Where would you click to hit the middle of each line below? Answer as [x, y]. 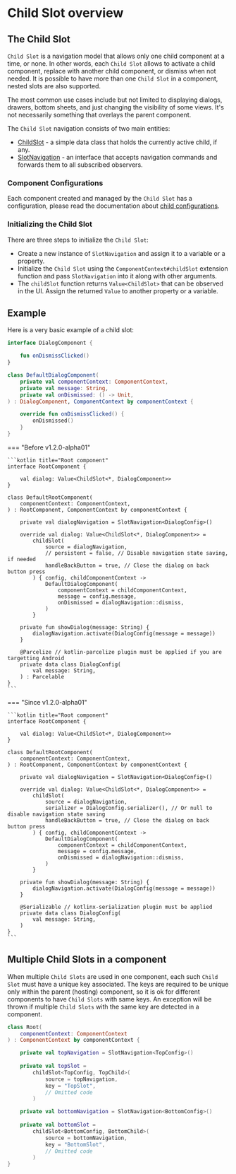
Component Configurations [55, 183]
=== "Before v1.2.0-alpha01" [49, 447]
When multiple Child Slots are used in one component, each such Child [113, 976]
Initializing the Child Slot [50, 224]
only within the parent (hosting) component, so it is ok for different [104, 992]
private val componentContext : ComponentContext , [94, 382]
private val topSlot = [53, 1066]
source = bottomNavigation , [86, 1138]
